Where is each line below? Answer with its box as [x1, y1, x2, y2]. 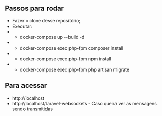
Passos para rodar [5, 4, 64, 13]
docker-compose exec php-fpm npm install [19, 56, 111, 62]
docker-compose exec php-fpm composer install [19, 44, 124, 51]
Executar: [12, 23, 33, 29]
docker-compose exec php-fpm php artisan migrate [19, 66, 130, 73]
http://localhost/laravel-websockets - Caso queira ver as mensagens [12, 100, 157, 106]
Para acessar [5, 81, 48, 90]
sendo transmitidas [12, 106, 53, 112]
